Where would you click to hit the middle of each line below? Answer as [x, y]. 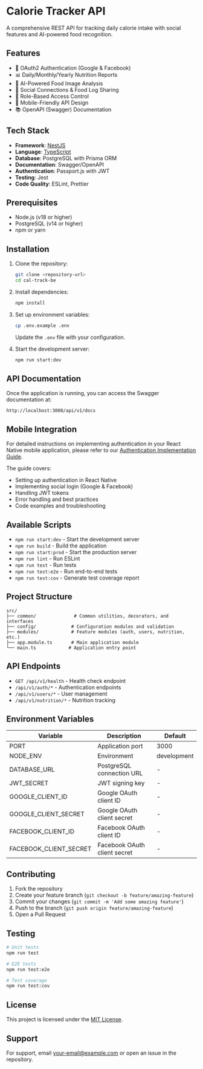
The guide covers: [29, 468]
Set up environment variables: [52, 314]
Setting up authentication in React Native [66, 480]
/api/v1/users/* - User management [61, 694]
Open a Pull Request [40, 914]
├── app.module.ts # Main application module [72, 642]
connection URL [120, 773]
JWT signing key [121, 783]
